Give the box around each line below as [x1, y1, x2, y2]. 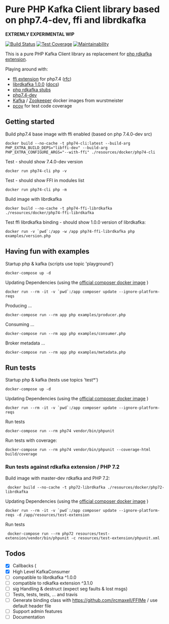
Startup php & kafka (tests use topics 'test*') [5, 377, 98, 383]
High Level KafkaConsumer [12, 568, 70, 574]
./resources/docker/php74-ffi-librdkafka [5, 210, 94, 215]
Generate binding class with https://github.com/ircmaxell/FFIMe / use [12, 597, 158, 603]
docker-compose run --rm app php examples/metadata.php [5, 350, 126, 355]
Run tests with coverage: [5, 437, 57, 443]
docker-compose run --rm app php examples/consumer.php [5, 331, 126, 336]
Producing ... [5, 302, 32, 308]
